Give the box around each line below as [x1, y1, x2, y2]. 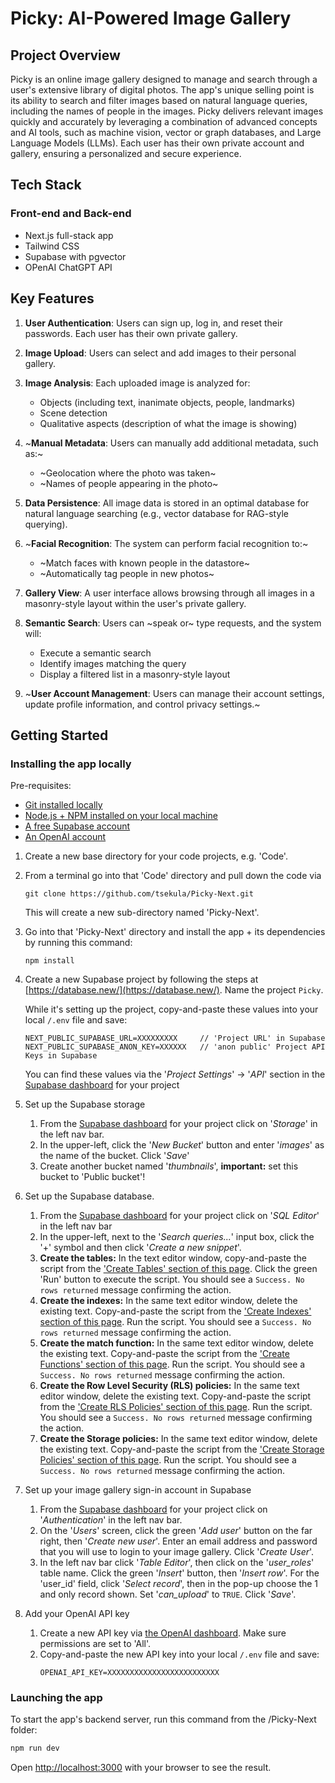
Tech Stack [10, 177, 82, 194]
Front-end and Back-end [10, 207, 132, 221]
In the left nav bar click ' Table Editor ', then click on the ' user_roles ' [39, 1557, 315, 1569]
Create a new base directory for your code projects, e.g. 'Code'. [24, 850, 288, 862]
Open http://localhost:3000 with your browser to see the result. [10, 1762, 272, 1774]
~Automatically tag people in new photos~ [39, 567, 215, 579]
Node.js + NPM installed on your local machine [24, 810, 218, 822]
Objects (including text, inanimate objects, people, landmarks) [39, 396, 296, 408]
